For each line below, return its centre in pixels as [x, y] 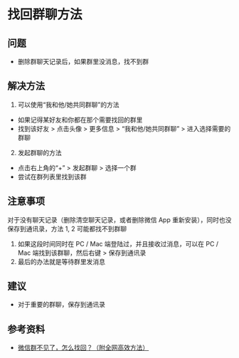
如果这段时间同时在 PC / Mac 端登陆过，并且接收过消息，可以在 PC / [118, 243]
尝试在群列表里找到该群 [52, 177]
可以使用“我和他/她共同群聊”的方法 [68, 105]
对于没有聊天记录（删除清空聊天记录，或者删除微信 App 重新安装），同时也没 [119, 220]
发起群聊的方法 [39, 152]
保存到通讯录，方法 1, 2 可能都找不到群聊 [67, 228]
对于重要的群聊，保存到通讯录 [61, 305]
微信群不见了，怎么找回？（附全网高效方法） [83, 348]
